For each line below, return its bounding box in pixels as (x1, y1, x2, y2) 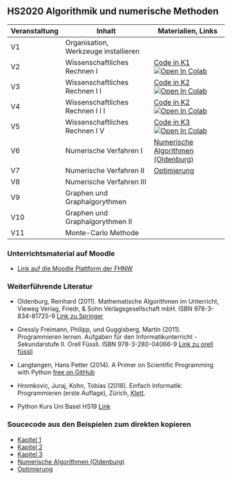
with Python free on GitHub (17, 368, 95, 376)
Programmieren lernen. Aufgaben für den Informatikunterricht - (17, 333, 197, 341)
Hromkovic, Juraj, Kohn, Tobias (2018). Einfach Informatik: (17, 382, 183, 390)
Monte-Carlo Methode (65, 228, 139, 237)
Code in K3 (153, 117, 191, 127)
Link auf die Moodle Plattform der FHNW (17, 264, 133, 273)
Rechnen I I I (65, 106, 106, 116)
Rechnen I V (65, 126, 105, 136)
